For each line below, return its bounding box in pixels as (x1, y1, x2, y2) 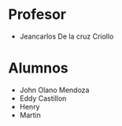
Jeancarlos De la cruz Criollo (19, 31, 114, 41)
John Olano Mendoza (19, 85, 90, 94)
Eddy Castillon (19, 93, 67, 103)
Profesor (8, 6, 67, 24)
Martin (19, 110, 42, 120)
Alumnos (8, 59, 68, 77)
